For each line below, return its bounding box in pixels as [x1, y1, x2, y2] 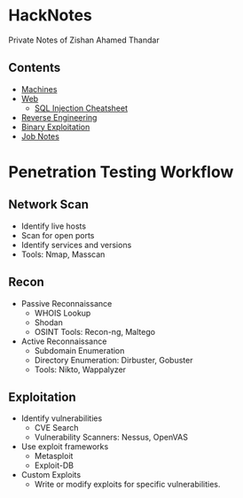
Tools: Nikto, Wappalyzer [34, 364, 126, 375]
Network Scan [8, 197, 90, 213]
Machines [20, 83, 58, 94]
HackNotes [8, 5, 92, 26]
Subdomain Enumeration [34, 345, 125, 355]
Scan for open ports [20, 230, 95, 240]
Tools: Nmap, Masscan [20, 249, 106, 260]
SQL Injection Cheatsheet [34, 103, 128, 113]
